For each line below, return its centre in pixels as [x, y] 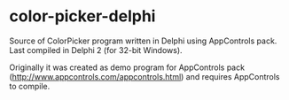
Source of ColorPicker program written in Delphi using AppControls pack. [143, 41]
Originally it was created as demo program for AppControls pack [127, 67]
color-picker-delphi [82, 16]
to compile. [30, 86]
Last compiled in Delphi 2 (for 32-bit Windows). [96, 50]
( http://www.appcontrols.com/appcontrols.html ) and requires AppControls [144, 76]
